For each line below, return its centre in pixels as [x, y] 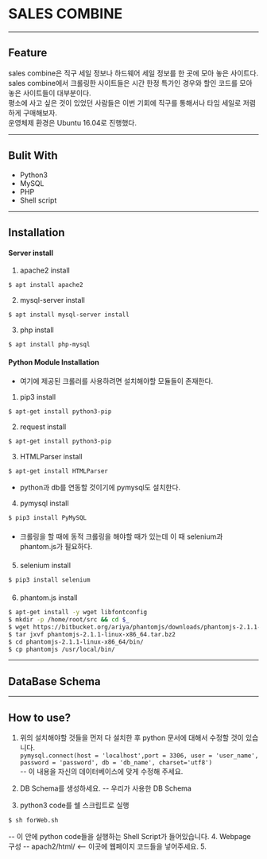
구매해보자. [40, 113]
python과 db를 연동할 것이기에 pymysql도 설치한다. [100, 487]
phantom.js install [48, 598]
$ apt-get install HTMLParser [58, 471]
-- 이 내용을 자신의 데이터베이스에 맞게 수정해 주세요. [101, 772]
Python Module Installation [54, 362]
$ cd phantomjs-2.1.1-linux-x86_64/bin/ [76, 642]
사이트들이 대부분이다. [57, 93]
